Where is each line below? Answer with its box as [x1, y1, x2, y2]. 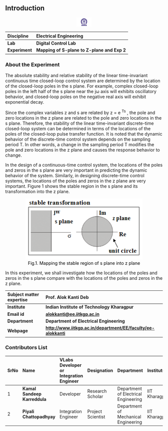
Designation [87, 367, 113, 373]
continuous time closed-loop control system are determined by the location [5, 78, 160, 84]
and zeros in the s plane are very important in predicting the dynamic [5, 167, 147, 173]
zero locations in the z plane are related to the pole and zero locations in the [5, 115, 162, 121]
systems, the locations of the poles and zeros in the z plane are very [5, 178, 146, 184]
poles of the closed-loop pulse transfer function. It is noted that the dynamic [5, 131, 162, 137]
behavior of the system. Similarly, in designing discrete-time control [5, 172, 145, 178]
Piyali [22, 408, 34, 414]
